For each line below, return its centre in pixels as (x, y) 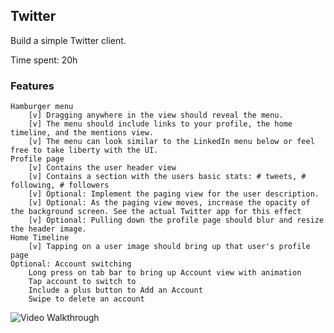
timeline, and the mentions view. (82, 133)
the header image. (48, 229)
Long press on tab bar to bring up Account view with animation (165, 273)
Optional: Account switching (71, 264)
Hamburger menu (42, 107)
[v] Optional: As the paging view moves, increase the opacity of (169, 203)
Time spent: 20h (44, 60)
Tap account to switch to (82, 282)
